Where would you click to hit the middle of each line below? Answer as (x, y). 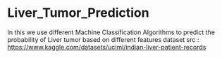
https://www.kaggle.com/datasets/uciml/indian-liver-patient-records (107, 47)
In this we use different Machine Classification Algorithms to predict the (111, 32)
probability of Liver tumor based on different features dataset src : (103, 39)
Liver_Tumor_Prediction (78, 13)
